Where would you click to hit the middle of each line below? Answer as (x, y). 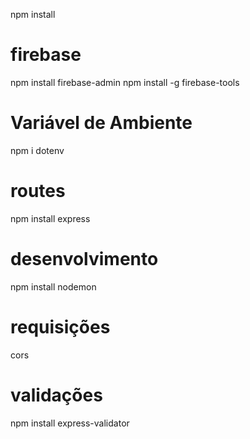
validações (56, 395)
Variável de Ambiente (101, 123)
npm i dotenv (37, 150)
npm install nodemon (53, 286)
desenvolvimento (84, 259)
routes (38, 191)
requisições (60, 326)
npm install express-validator (70, 423)
